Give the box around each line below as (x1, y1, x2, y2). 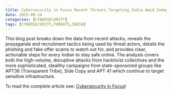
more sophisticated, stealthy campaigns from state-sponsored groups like (5, 62, 162, 69)
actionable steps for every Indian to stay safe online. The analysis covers (5, 52, 159, 58)
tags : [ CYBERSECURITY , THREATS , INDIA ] (5, 21, 86, 27)
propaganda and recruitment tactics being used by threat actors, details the (5, 41, 165, 47)
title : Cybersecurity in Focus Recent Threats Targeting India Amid (5, 7, 155, 13)
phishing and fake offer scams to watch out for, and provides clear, (5, 46, 147, 52)
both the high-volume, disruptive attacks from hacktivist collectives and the (5, 57, 165, 64)
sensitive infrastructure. (5, 73, 55, 79)
